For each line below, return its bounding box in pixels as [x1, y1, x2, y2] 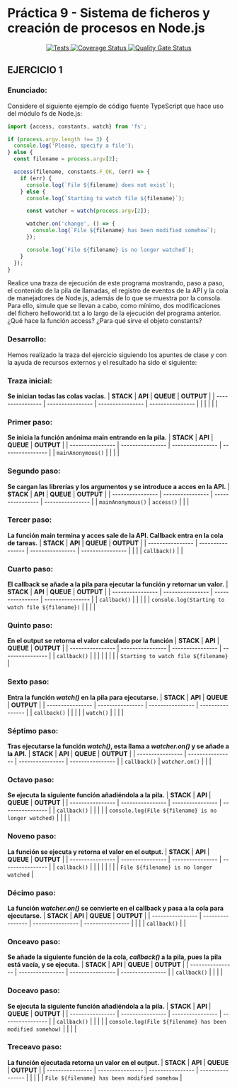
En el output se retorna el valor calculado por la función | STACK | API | [7, 637, 219, 645]
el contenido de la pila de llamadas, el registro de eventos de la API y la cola [7, 286, 229, 295]
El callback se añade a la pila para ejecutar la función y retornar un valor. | [7, 580, 229, 589]
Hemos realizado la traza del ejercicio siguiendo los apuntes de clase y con [7, 350, 227, 359]
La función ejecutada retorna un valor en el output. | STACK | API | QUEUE [7, 1058, 229, 1066]
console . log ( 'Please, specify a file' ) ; [13, 142, 134, 150]
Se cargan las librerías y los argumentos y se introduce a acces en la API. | [7, 482, 230, 491]
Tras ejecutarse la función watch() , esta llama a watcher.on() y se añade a [7, 742, 230, 750]
